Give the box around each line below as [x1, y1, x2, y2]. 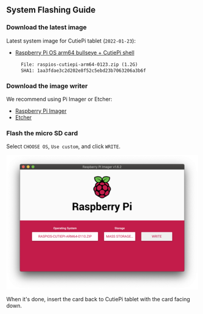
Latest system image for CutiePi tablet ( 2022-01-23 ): [6, 37, 136, 45]
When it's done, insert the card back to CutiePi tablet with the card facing [6, 295, 190, 302]
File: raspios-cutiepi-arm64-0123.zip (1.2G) [21, 61, 138, 68]
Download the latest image [6, 23, 87, 32]
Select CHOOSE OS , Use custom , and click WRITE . [6, 143, 121, 150]
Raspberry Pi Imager [15, 107, 67, 115]
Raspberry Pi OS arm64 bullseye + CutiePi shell [15, 49, 135, 56]
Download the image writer [6, 82, 88, 90]
